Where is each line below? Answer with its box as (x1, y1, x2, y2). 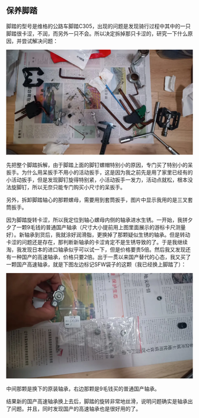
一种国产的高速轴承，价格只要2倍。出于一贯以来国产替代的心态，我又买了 (11, 254, 191, 261)
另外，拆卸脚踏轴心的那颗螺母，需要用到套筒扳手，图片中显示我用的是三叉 (6, 197, 188, 204)
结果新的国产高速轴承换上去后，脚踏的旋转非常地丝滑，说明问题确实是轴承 (6, 397, 188, 405)
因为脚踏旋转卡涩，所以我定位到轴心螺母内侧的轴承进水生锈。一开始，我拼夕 (6, 216, 193, 224)
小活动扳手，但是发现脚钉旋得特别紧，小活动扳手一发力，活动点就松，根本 (6, 176, 188, 183)
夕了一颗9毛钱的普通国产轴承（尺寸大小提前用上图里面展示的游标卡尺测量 (6, 224, 186, 231)
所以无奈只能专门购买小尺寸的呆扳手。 (31, 183, 126, 191)
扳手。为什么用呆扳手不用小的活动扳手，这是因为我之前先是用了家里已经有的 (6, 169, 193, 176)
